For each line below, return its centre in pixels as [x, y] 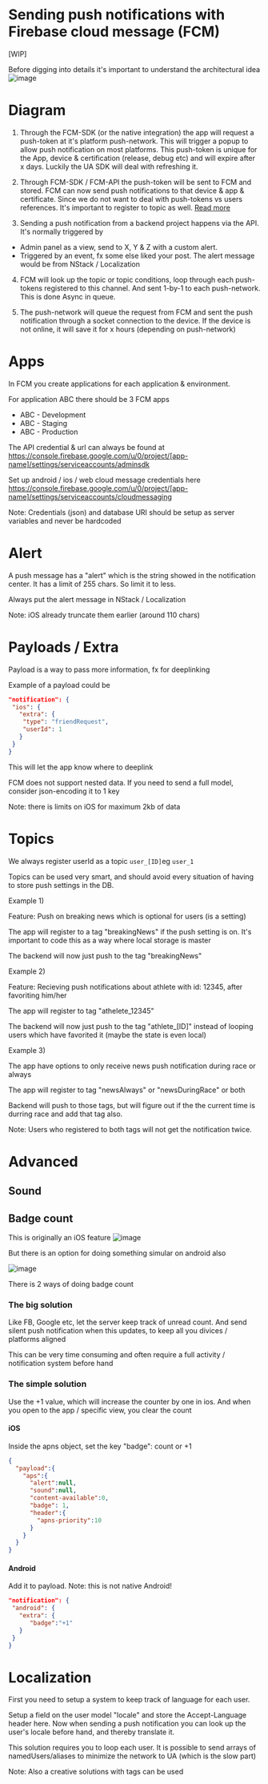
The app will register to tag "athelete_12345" [81, 1011]
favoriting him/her [38, 995]
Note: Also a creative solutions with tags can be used [96, 1772]
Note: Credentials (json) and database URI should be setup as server [122, 512]
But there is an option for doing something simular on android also [117, 1253]
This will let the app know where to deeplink [81, 767]
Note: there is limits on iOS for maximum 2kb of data [94, 806]
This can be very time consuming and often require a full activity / [117, 1355]
